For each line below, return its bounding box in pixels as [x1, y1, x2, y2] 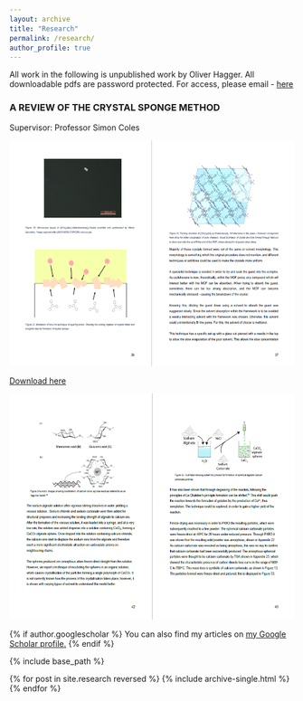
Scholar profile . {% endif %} [9, 638, 115, 649]
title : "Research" [9, 24, 79, 33]
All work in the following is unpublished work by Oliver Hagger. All [9, 69, 255, 81]
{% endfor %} [9, 683, 62, 694]
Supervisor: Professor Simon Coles [9, 122, 140, 133]
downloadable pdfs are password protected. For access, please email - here [9, 79, 294, 90]
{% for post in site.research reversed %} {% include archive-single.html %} [9, 673, 290, 684]
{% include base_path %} [9, 656, 105, 667]
